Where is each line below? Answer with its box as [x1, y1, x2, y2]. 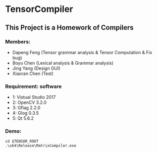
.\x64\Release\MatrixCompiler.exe [5, 143, 77, 149]
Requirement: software [5, 83, 62, 90]
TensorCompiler [5, 3, 73, 15]
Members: [5, 38, 31, 45]
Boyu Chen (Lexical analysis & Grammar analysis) [12, 60, 114, 66]
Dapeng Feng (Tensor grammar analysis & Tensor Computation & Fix [12, 49, 153, 55]
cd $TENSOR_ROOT [5, 139, 39, 144]
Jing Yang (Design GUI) [12, 65, 60, 71]
